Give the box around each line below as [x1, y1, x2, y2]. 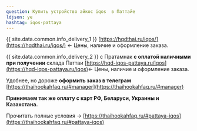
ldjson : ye [6, 14, 33, 20]
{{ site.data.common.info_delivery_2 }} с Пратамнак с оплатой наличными [6, 53, 191, 61]
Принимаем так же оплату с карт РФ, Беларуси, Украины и [6, 95, 160, 102]
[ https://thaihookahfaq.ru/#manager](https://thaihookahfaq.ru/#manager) [6, 83, 184, 90]
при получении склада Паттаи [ [6, 59, 87, 66]
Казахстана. [6, 101, 38, 108]
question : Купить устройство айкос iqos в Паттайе [6, 8, 135, 15]
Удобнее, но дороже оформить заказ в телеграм [6, 77, 131, 84]
